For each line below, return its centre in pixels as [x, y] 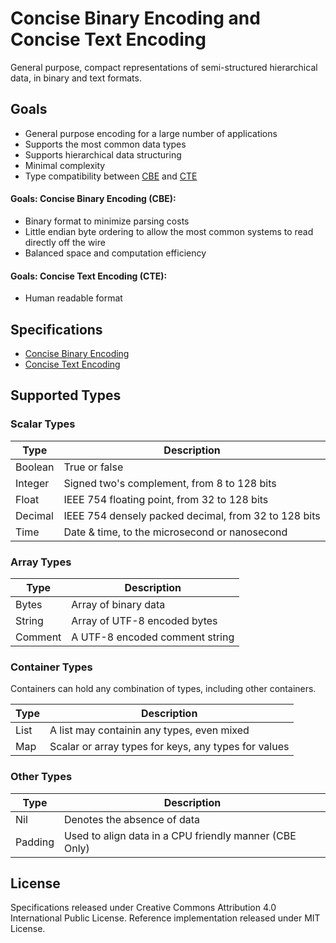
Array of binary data [118, 604]
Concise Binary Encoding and [135, 18]
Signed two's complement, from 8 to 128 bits [170, 483]
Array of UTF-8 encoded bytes [144, 620]
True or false [93, 467]
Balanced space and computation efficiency [115, 253]
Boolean [35, 467]
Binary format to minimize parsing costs [107, 221]
